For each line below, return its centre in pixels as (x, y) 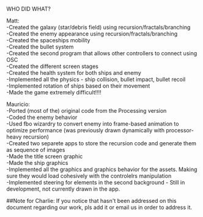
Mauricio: (18, 104)
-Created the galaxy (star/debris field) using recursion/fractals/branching (98, 27)
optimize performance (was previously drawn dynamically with (86, 130)
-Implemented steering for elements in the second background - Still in (96, 182)
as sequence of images (36, 150)
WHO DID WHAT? (28, 9)
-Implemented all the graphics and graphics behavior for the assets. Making (102, 169)
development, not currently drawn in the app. (63, 189)
